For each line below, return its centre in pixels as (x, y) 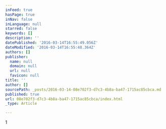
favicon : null (24, 76)
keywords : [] (19, 33)
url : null (20, 71)
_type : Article (21, 104)
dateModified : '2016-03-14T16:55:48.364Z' (50, 47)
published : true (22, 94)
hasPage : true (20, 15)
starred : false (21, 29)
